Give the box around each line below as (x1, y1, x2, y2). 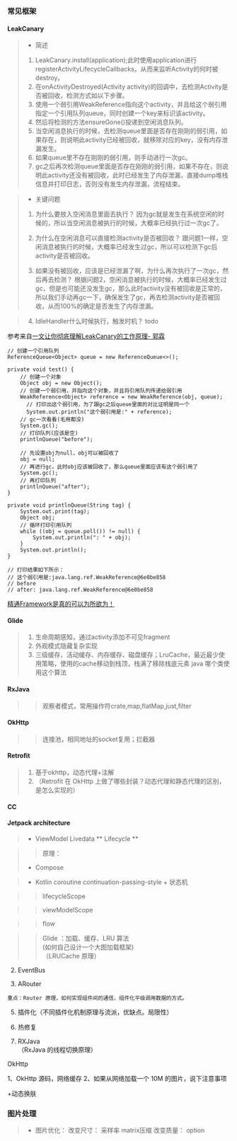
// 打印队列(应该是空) (20, 430, 79, 437)
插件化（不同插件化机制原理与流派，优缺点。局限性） (17, 1007, 173, 1016)
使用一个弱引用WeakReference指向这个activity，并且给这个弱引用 (35, 101, 227, 109)
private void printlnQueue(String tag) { (7, 502, 132, 509)
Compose (35, 863, 64, 871)
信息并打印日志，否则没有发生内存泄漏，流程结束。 (35, 180, 185, 188)
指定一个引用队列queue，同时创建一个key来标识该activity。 (35, 109, 209, 117)
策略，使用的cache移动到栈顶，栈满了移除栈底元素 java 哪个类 (41, 660, 224, 668)
